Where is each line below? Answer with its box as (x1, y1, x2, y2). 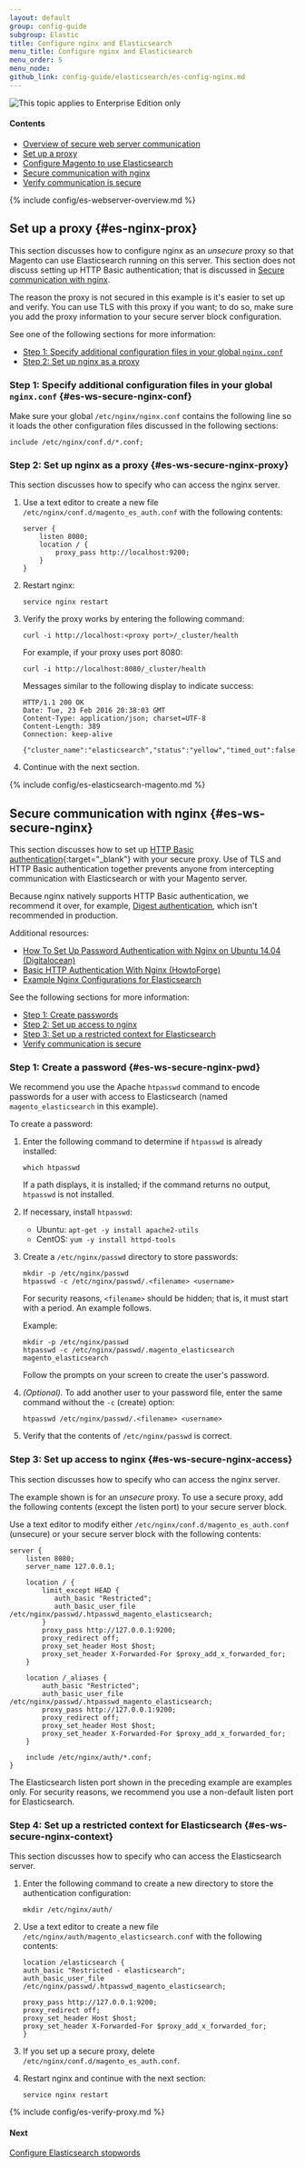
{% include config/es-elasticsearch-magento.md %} (9, 779, 206, 791)
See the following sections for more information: (9, 992, 190, 1003)
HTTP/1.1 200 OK (22, 698, 84, 707)
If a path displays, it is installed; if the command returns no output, (22, 1179, 271, 1191)
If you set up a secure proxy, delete (22, 2046, 155, 2057)
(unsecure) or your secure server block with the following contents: (9, 1528, 261, 1539)
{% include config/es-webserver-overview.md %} (9, 195, 196, 205)
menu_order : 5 (9, 55, 64, 65)
